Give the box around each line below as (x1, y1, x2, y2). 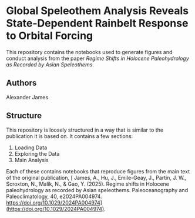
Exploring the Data (14, 150, 60, 157)
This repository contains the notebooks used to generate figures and (6, 48, 173, 55)
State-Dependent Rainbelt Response (6, 16, 189, 30)
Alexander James (6, 93, 49, 100)
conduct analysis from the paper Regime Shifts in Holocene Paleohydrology (6, 55, 189, 62)
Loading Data (14, 144, 48, 151)
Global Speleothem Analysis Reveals (6, 4, 189, 18)
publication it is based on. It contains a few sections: (6, 132, 133, 139)
